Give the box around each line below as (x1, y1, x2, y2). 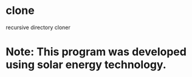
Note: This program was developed (5, 45, 187, 59)
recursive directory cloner (5, 24, 71, 31)
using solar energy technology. (5, 58, 166, 72)
